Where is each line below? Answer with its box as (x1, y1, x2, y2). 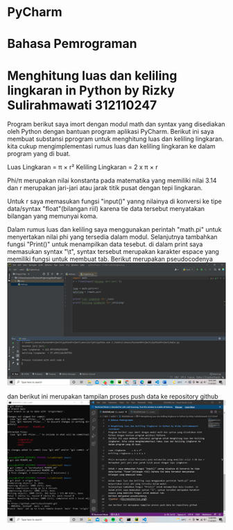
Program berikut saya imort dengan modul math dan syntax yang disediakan (7, 120, 225, 128)
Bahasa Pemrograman (7, 36, 137, 52)
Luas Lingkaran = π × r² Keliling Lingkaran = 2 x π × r (7, 163, 158, 171)
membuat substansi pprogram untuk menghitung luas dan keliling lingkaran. (7, 135, 224, 143)
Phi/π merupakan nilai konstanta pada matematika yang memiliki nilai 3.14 (7, 176, 217, 185)
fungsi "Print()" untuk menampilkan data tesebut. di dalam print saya (7, 240, 203, 248)
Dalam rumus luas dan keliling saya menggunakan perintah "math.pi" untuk (7, 225, 222, 234)
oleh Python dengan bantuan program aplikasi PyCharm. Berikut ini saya (7, 128, 214, 136)
